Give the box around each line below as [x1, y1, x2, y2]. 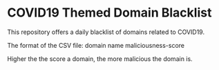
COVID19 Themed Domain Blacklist [7, 5, 212, 21]
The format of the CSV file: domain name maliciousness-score [7, 41, 185, 49]
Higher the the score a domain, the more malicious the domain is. [7, 54, 193, 63]
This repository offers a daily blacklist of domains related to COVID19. [7, 28, 205, 36]
